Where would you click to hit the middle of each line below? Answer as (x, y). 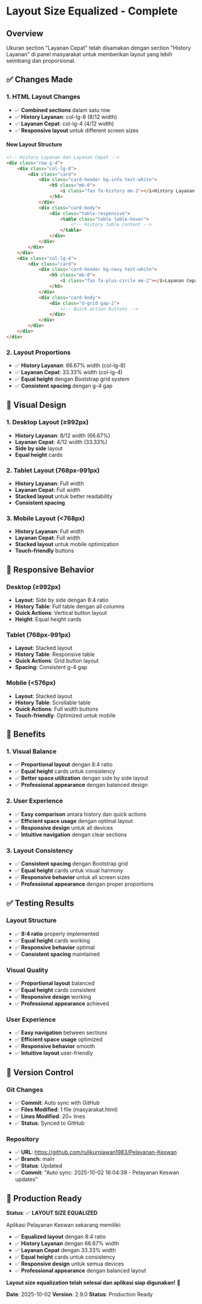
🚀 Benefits (26, 734)
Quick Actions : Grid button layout (57, 661)
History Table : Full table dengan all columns (70, 606)
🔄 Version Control (40, 1072)
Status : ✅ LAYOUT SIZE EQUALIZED (52, 1213)
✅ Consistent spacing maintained (57, 954)
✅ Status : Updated (38, 1166)
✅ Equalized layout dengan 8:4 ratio (60, 1236)
